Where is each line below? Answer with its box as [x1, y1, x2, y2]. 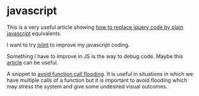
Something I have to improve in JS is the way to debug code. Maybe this [7, 52, 183, 59]
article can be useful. [7, 59, 59, 66]
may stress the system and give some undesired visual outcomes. [7, 82, 168, 90]
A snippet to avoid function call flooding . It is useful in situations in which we [7, 70, 194, 77]
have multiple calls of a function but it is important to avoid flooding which [7, 77, 187, 84]
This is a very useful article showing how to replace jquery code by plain [7, 24, 184, 31]
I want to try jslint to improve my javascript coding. [7, 41, 130, 48]
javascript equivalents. [7, 29, 62, 37]
